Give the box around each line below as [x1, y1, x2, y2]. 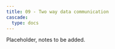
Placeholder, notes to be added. [6, 36, 85, 44]
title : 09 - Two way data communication [6, 8, 110, 15]
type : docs [11, 20, 39, 26]
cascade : [6, 14, 28, 20]
